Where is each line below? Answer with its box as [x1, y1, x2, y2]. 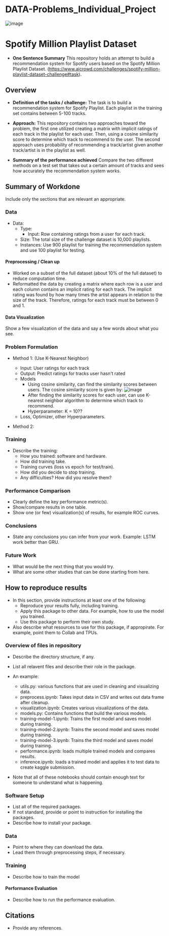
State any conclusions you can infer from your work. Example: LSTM [12, 534, 156, 540]
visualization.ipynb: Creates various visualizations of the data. [20, 705, 149, 711]
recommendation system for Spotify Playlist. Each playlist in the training [12, 105, 162, 111]
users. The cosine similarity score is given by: [27, 386, 123, 392]
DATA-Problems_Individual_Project [5, 4, 156, 15]
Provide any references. [12, 925, 63, 931]
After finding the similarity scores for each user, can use [27, 392, 145, 398]
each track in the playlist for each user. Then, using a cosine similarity [12, 131, 158, 137]
